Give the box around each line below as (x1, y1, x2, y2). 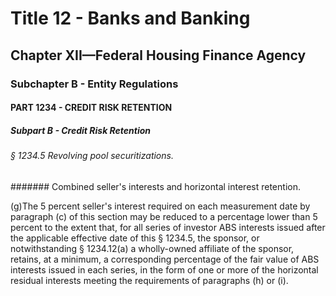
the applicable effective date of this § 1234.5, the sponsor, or (10, 232, 260, 244)
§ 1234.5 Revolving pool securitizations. (10, 150, 174, 162)
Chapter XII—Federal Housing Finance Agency (10, 47, 307, 64)
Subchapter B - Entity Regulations (10, 77, 179, 91)
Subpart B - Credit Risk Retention (10, 124, 152, 136)
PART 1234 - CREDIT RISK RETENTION (10, 102, 173, 114)
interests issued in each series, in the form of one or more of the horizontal (10, 263, 319, 276)
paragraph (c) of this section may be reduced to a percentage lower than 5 (10, 210, 318, 222)
